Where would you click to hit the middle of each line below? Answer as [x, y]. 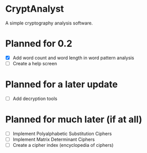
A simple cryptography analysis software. [49, 23]
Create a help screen [35, 63]
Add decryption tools [35, 98]
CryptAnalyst [35, 9]
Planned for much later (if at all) [74, 120]
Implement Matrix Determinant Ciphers [54, 139]
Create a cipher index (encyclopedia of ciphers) [63, 145]
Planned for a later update [61, 84]
